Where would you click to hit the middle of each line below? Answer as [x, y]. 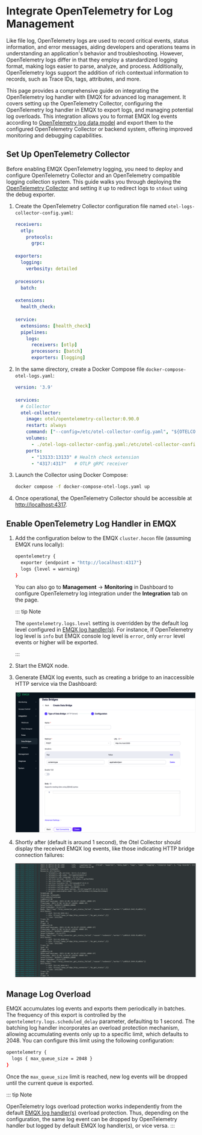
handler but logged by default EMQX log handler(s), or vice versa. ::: [91, 1125]
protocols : [40, 237]
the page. [27, 600]
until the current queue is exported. [50, 1083]
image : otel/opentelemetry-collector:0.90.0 [83, 419]
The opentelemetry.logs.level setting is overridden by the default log [101, 623]
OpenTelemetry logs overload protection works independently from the [94, 1106]
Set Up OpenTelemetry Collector [68, 154]
